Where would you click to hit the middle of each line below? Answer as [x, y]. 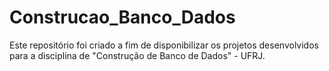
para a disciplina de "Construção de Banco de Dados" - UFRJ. [137, 55]
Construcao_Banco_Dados [122, 17]
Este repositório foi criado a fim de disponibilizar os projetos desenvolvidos [164, 45]
